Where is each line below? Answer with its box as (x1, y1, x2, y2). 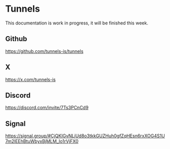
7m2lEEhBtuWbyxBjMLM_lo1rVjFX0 (5, 138, 79, 144)
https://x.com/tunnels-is (5, 76, 56, 82)
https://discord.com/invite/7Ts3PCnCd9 (5, 105, 89, 111)
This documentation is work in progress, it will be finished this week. (5, 20, 149, 26)
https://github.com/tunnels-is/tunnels (5, 48, 84, 54)
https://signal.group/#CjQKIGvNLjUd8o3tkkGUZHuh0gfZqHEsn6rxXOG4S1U (5, 133, 165, 139)
